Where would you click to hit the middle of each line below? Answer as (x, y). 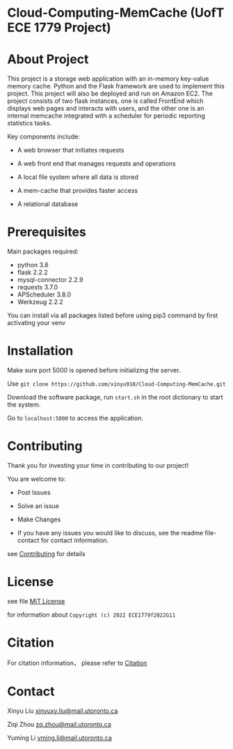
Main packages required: (43, 251)
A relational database (48, 204)
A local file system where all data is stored (78, 177)
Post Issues (34, 492)
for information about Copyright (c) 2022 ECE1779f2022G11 (91, 615)
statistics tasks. (30, 123)
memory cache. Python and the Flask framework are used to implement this (116, 86)
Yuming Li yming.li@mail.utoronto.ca (60, 738)
